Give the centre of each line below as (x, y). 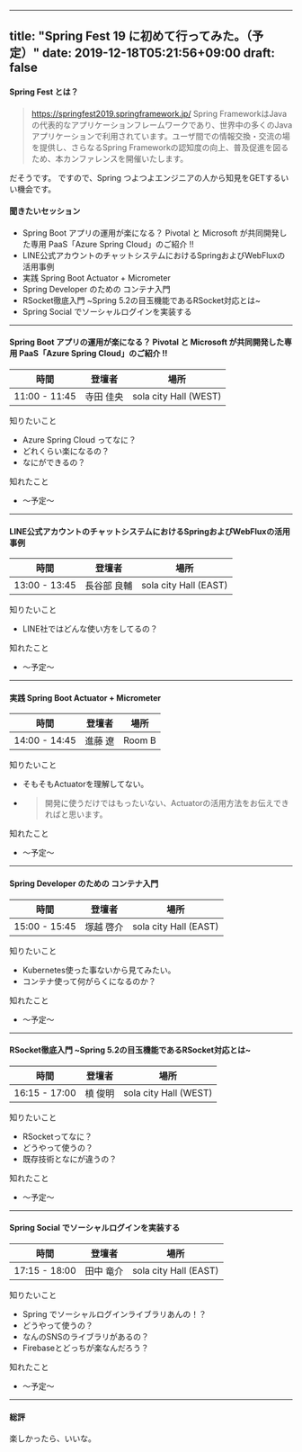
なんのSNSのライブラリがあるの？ (86, 1337)
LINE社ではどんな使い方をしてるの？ (90, 629)
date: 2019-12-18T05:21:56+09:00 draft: (159, 54)
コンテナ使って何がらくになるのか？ (89, 981)
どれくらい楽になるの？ (66, 451)
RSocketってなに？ (57, 1136)
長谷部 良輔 (109, 586)
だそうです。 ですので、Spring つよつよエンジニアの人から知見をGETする (145, 177)
